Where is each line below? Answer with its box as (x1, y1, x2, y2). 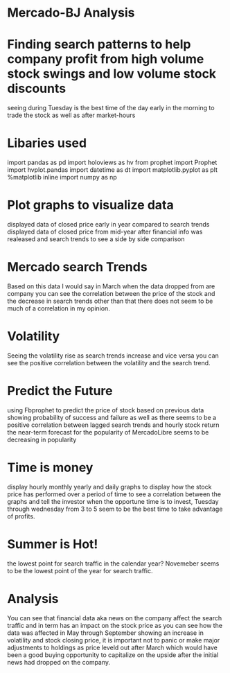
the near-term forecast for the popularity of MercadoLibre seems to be (7, 428, 209, 436)
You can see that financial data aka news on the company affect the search (7, 613, 222, 622)
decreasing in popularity (7, 435, 77, 444)
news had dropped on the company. (7, 658, 111, 666)
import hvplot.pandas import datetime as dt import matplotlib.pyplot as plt (7, 166, 218, 174)
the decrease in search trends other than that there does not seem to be (7, 297, 213, 305)
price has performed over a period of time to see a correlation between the (7, 490, 222, 498)
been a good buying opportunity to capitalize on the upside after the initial (7, 650, 219, 659)
